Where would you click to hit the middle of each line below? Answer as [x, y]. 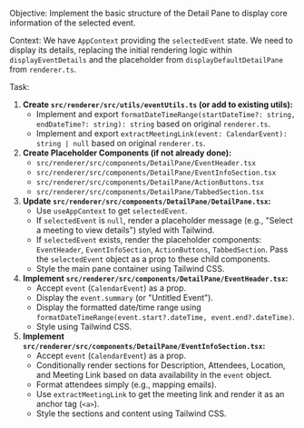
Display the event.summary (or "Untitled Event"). [124, 298]
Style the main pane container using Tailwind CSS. [130, 269]
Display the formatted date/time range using [118, 307]
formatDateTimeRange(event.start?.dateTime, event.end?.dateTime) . [165, 317]
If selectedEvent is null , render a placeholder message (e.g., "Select [164, 220]
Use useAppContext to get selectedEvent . [112, 211]
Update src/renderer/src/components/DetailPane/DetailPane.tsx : [147, 201]
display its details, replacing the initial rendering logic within [121, 50]
